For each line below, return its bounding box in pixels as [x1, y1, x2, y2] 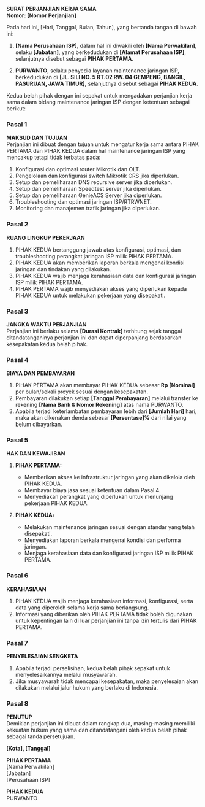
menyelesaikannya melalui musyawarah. [15, 671, 117, 679]
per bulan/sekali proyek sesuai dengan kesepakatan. [15, 388, 149, 395]
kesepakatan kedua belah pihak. [6, 340, 88, 347]
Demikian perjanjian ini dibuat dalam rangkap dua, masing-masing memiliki [6, 720, 195, 727]
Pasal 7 [6, 638, 29, 647]
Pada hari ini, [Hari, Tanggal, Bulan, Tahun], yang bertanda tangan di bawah [6, 24, 197, 31]
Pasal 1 [6, 120, 28, 128]
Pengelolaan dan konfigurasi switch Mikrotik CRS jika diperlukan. [15, 172, 179, 180]
